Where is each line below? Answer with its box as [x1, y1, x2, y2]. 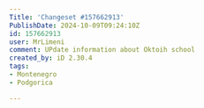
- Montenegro [9, 70, 57, 79]
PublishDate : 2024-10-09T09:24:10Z [9, 21, 140, 30]
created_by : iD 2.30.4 [9, 54, 93, 62]
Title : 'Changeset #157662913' [9, 12, 125, 22]
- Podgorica [9, 78, 53, 87]
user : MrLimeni [9, 37, 65, 47]
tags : [9, 62, 29, 71]
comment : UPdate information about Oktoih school [9, 46, 196, 54]
